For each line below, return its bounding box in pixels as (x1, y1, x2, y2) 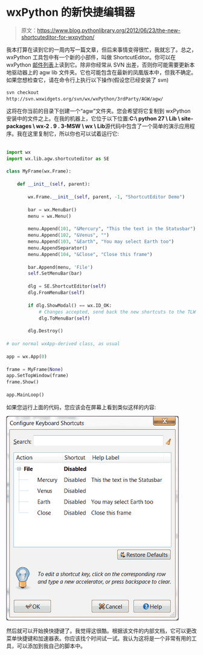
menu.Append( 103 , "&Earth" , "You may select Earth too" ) (28, 239, 174, 245)
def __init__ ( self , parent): (17, 181, 91, 188)
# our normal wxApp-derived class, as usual (6, 341, 120, 347)
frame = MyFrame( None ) (6, 366, 63, 372)
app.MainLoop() (6, 392, 45, 398)
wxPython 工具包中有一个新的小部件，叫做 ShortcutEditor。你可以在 (6, 53, 176, 61)
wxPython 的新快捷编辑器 (6, 5, 135, 19)
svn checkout (6, 89, 39, 96)
